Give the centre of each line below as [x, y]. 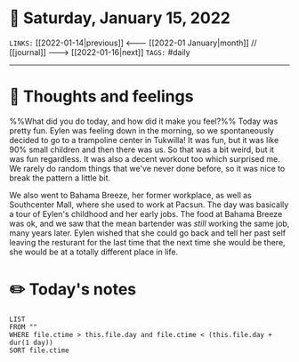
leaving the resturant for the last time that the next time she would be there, [148, 242]
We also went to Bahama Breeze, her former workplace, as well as [130, 195]
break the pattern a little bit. [60, 178]
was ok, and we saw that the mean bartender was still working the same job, [149, 223]
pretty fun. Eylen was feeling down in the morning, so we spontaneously [141, 130]
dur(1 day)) [31, 342]
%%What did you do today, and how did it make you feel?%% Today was [144, 121]
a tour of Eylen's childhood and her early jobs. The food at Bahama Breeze [146, 213]
